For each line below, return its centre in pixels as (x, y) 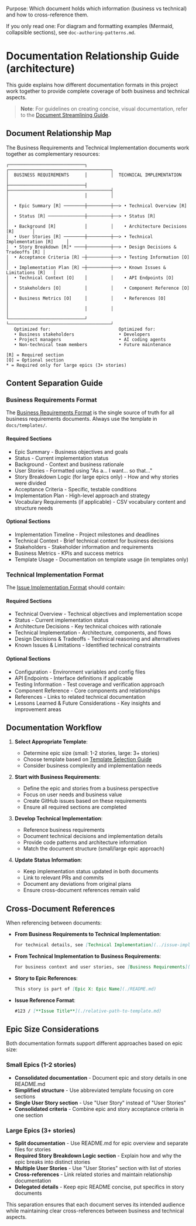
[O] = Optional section (35, 360)
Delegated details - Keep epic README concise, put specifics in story (99, 1187)
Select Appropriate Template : (51, 742)
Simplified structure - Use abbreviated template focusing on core (94, 1090)
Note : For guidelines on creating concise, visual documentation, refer (104, 109)
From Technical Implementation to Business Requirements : (88, 956)
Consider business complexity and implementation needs (92, 766)
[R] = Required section (35, 355)
